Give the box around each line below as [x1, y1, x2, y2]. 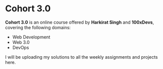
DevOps [12, 44, 29, 50]
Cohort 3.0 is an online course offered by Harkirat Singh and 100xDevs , [5, 19, 154, 25]
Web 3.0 [12, 39, 30, 45]
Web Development [12, 34, 51, 40]
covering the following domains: [5, 24, 71, 30]
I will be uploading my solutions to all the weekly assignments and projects [5, 54, 158, 60]
